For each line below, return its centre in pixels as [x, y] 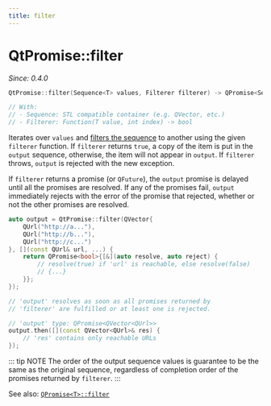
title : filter [32, 16]
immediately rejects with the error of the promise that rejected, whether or [131, 196]
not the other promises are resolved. [69, 205]
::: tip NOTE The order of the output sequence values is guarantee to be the [134, 361]
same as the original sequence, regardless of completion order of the [123, 370]
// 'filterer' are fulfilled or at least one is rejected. [110, 309]
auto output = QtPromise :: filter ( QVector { [81, 220]
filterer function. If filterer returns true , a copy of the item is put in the [131, 147]
